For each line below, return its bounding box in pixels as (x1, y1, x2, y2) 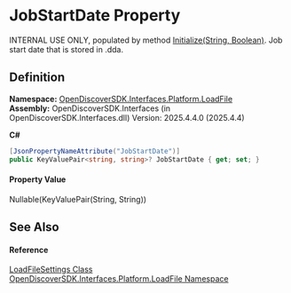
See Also (9, 219, 59, 235)
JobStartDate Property (9, 5, 181, 26)
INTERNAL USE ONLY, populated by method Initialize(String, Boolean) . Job (9, 35, 283, 45)
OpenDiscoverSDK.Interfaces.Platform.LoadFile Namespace (9, 273, 229, 284)
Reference (9, 244, 49, 255)
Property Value (9, 174, 67, 185)
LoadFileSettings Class (9, 264, 93, 275)
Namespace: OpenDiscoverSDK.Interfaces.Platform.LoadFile (9, 93, 233, 104)
